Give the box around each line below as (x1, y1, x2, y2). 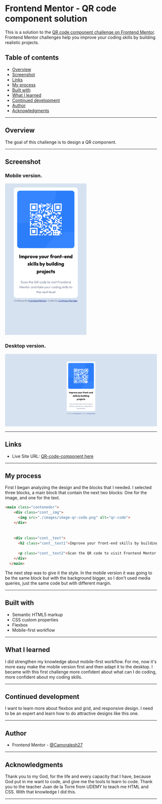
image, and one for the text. (5, 495, 60, 501)
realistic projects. (5, 39, 40, 45)
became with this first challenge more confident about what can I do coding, (5, 669, 157, 675)
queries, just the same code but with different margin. (5, 580, 112, 586)
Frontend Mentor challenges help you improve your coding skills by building (5, 34, 156, 40)
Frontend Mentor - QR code (5, 3, 117, 14)
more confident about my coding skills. (5, 674, 82, 680)
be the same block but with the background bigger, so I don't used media (5, 575, 150, 581)
